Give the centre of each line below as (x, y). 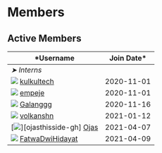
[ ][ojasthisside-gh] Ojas (55, 127)
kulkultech (37, 81)
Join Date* (127, 58)
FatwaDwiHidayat (49, 139)
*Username (55, 58)
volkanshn (37, 116)
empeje (32, 93)
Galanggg (36, 104)
